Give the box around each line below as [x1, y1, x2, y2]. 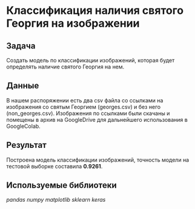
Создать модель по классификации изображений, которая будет [6, 57, 175, 64]
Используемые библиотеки [6, 180, 117, 191]
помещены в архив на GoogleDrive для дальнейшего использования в [6, 116, 188, 123]
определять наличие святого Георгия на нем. [6, 63, 125, 70]
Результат [6, 140, 47, 150]
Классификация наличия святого [6, 4, 183, 18]
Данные [6, 81, 39, 91]
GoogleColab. [6, 122, 41, 130]
